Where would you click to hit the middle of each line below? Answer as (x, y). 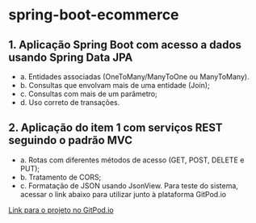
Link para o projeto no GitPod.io (61, 210)
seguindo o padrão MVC (71, 140)
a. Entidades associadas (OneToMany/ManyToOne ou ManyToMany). (134, 77)
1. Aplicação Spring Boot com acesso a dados (125, 45)
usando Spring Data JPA (71, 57)
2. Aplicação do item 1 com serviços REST (116, 128)
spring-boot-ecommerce (94, 15)
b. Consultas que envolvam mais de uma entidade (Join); (115, 85)
